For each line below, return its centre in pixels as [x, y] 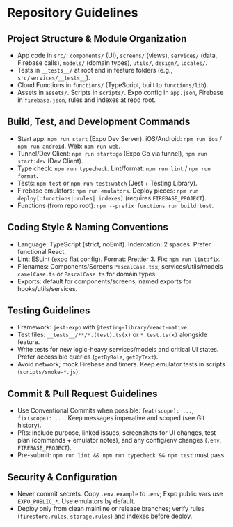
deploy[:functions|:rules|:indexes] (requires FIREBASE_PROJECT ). [112, 198]
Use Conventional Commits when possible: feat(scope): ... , [105, 410]
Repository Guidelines [73, 13]
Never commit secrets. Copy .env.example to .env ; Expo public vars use [120, 494]
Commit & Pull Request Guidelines [82, 393]
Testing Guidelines [49, 311]
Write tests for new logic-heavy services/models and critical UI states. [118, 350]
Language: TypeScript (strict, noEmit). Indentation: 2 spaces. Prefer [114, 244]
